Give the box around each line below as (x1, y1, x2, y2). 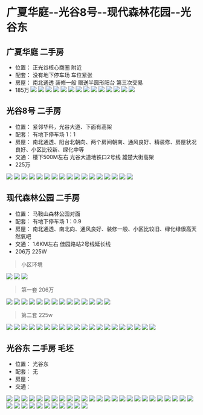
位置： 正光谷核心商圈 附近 (14, 64, 82, 71)
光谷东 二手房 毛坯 (6, 343, 74, 354)
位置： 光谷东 (14, 361, 49, 368)
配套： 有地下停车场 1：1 (14, 131, 76, 138)
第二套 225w (21, 311, 53, 318)
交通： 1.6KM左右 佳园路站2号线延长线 (14, 240, 111, 247)
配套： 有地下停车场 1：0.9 (14, 217, 82, 224)
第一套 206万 (21, 286, 54, 293)
